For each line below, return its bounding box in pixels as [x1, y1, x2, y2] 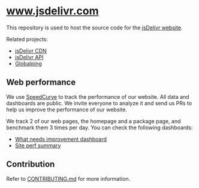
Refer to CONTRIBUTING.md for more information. [6, 175, 131, 182]
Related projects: [6, 35, 48, 43]
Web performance [6, 77, 76, 87]
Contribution [6, 159, 55, 169]
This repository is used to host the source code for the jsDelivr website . [6, 24, 183, 31]
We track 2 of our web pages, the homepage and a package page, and [6, 117, 181, 125]
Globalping [14, 60, 42, 67]
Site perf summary [14, 142, 61, 149]
